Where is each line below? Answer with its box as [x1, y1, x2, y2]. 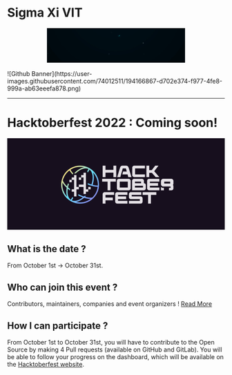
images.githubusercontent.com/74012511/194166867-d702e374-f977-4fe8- [7, 77, 223, 85]
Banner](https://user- [31, 69, 93, 77]
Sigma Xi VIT [7, 5, 83, 21]
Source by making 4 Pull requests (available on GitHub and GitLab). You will [7, 345, 222, 354]
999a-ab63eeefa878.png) [7, 84, 81, 93]
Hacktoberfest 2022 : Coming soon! [7, 115, 218, 131]
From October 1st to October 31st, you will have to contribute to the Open [7, 338, 215, 346]
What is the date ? [7, 243, 86, 255]
